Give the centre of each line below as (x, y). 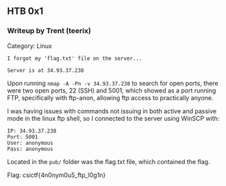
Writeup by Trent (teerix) (49, 31)
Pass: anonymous (30, 149)
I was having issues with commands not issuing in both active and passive (112, 111)
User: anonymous (30, 143)
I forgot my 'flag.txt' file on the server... (75, 58)
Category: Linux (30, 46)
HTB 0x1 (25, 11)
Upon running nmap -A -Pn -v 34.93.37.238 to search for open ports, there (113, 83)
